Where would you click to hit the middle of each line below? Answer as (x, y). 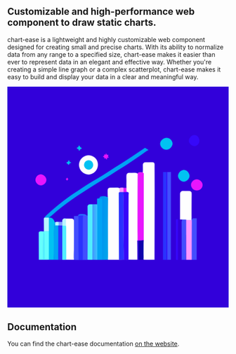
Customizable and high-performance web (101, 12)
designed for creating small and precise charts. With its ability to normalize (116, 47)
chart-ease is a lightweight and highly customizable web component (106, 39)
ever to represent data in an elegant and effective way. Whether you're (110, 62)
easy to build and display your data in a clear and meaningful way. (103, 76)
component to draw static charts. (82, 23)
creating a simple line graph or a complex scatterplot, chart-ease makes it (114, 69)
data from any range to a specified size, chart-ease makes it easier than (111, 54)
